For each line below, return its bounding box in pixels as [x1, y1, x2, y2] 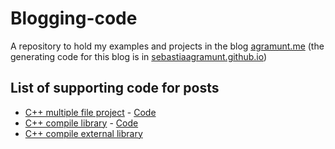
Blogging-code [10, 7, 138, 30]
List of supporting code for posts [10, 80, 220, 97]
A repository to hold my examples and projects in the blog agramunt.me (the [10, 40, 325, 52]
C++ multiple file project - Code [24, 106, 157, 118]
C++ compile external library [24, 127, 143, 139]
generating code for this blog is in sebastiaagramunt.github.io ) [10, 50, 268, 62]
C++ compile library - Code [24, 117, 139, 129]
